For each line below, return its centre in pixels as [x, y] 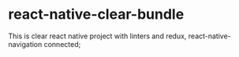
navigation [25, 44]
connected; [62, 44]
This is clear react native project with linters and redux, [97, 36]
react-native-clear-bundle [96, 14]
